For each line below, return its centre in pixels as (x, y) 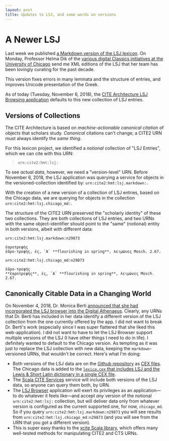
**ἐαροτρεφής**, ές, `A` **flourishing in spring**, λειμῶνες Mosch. (80, 274)
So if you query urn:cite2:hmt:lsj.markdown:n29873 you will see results (87, 412)
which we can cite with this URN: (40, 154)
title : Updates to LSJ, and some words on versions (61, 15)
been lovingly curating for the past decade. (50, 70)
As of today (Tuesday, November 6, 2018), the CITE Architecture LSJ (76, 94)
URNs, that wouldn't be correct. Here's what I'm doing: (84, 354)
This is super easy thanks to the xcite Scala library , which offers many (85, 428)
